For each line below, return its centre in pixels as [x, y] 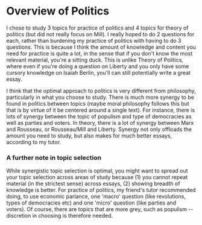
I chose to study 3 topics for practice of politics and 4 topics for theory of [97, 28]
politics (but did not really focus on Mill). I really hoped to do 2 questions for [100, 34]
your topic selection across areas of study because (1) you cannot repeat [97, 177]
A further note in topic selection [54, 157]
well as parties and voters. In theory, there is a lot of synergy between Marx [100, 122]
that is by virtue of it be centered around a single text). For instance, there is [100, 110]
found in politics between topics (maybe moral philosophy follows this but [98, 103]
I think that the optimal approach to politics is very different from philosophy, [101, 90]
